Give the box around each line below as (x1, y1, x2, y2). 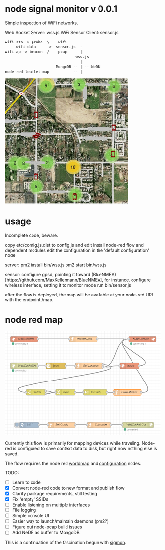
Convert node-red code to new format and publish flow (12, 485, 125, 491)
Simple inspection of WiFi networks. (5, 20, 78, 26)
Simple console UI (12, 513, 49, 519)
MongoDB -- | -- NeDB (56, 64, 100, 69)
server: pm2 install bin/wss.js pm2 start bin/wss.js (5, 262, 107, 268)
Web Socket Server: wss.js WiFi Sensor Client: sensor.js (5, 29, 119, 35)
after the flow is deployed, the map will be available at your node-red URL (5, 292, 154, 297)
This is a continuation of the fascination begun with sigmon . (5, 540, 127, 546)
